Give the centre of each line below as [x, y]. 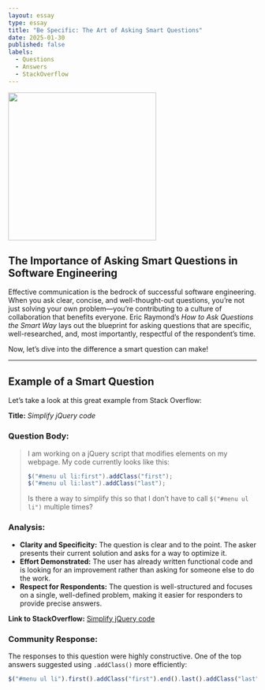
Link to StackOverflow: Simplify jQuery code [82, 618]
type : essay [28, 23]
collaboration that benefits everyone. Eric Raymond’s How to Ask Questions [131, 317]
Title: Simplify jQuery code [52, 416]
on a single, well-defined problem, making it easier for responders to [131, 595]
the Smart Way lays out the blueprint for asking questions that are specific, [130, 326]
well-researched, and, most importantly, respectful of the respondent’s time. [132, 334]
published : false [37, 45]
